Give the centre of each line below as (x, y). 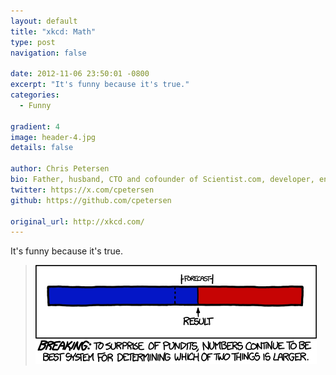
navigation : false (48, 53)
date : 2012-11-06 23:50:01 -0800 (80, 74)
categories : (35, 95)
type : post (33, 42)
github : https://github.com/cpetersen (91, 200)
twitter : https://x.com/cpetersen (82, 190)
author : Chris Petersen (60, 169)
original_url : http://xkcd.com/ (77, 221)
